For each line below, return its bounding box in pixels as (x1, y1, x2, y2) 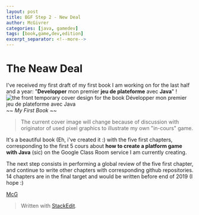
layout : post (6, 8, 39, 15)
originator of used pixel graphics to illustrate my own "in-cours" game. (20, 124, 193, 131)
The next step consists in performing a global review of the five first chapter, (6, 160, 194, 167)
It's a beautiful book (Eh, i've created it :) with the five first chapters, (6, 136, 173, 143)
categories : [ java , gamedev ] (6, 25, 78, 31)
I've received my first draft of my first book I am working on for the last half (6, 81, 190, 88)
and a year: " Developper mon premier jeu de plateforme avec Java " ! (6, 87, 178, 95)
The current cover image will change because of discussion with (20, 118, 179, 125)
